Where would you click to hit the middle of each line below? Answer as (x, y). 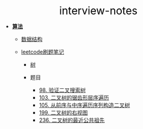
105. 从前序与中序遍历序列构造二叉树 (84, 105)
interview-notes (98, 11)
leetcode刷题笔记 (43, 52)
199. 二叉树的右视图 (63, 112)
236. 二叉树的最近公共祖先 (72, 120)
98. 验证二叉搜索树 (62, 90)
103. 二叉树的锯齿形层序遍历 (74, 97)
